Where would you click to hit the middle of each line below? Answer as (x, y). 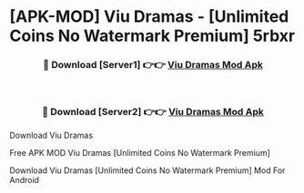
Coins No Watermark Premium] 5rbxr (152, 36)
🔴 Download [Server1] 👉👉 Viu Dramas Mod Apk (153, 65)
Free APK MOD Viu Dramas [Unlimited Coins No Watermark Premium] (140, 152)
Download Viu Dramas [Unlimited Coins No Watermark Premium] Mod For (147, 170)
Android (24, 179)
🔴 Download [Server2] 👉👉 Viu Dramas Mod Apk (153, 112)
